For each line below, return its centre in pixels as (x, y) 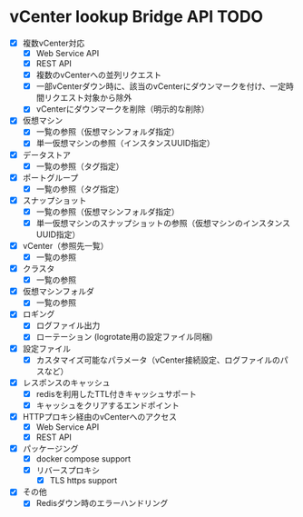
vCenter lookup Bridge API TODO (137, 17)
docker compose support (83, 459)
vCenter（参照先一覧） (65, 245)
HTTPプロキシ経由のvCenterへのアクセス (99, 416)
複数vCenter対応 (54, 43)
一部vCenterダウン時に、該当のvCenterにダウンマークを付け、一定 (161, 86)
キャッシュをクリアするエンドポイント (108, 405)
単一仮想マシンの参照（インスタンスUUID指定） (125, 144)
